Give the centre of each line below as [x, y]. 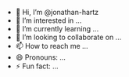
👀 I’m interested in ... [48, 20]
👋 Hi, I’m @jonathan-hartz [57, 12]
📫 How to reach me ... [52, 46]
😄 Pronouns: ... [41, 57]
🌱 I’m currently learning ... [57, 29]
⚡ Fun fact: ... [37, 66]
